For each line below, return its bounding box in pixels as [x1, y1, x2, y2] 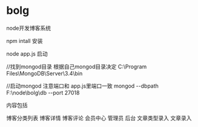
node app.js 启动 [6, 50, 48, 57]
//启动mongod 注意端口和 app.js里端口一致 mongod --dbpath [6, 82, 159, 90]
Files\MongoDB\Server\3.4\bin [6, 70, 83, 77]
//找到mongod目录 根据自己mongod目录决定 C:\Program [6, 63, 147, 70]
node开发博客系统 [6, 24, 51, 31]
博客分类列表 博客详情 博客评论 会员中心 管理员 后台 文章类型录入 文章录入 [6, 114, 192, 122]
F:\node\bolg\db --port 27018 [6, 89, 80, 96]
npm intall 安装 [6, 37, 43, 44]
